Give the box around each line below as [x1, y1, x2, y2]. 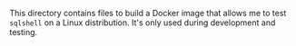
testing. [9, 27, 38, 37]
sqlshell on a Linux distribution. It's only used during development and [9, 17, 276, 28]
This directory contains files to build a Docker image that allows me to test [9, 8, 287, 18]
